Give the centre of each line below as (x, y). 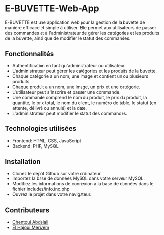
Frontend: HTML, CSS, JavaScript (47, 141)
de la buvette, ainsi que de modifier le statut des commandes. (68, 38)
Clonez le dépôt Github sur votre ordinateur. (57, 174)
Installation (23, 161)
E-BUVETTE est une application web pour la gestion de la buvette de (75, 22)
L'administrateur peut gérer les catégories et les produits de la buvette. (84, 71)
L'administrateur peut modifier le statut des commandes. (70, 113)
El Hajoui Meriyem (31, 227)
